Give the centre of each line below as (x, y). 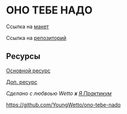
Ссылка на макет (28, 26)
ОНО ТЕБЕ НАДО (49, 10)
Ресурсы (23, 56)
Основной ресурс (28, 71)
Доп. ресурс (22, 82)
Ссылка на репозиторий (36, 38)
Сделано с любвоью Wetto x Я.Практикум (59, 93)
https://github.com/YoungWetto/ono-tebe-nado (63, 105)
